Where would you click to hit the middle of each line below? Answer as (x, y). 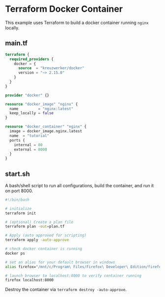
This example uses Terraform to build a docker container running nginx (77, 23)
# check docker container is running (44, 249)
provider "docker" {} (27, 95)
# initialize (18, 209)
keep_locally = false (32, 113)
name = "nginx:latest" (41, 109)
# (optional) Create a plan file (39, 222)
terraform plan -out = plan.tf (35, 226)
